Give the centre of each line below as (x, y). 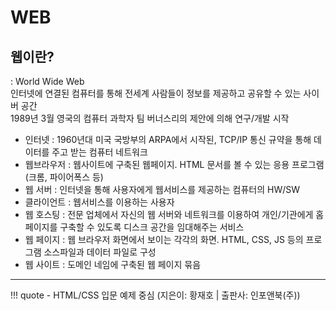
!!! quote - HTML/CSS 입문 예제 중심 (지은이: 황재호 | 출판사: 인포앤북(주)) (155, 295)
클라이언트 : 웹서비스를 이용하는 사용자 (99, 202)
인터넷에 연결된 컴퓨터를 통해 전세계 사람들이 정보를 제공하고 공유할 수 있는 (156, 93)
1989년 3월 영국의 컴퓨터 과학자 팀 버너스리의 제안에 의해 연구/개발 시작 (150, 118)
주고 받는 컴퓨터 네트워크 (99, 152)
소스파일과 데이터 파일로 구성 (100, 252)
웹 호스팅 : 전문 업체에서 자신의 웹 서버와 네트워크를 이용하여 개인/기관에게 (169, 214)
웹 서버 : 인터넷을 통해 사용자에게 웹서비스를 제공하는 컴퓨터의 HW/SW (162, 189)
